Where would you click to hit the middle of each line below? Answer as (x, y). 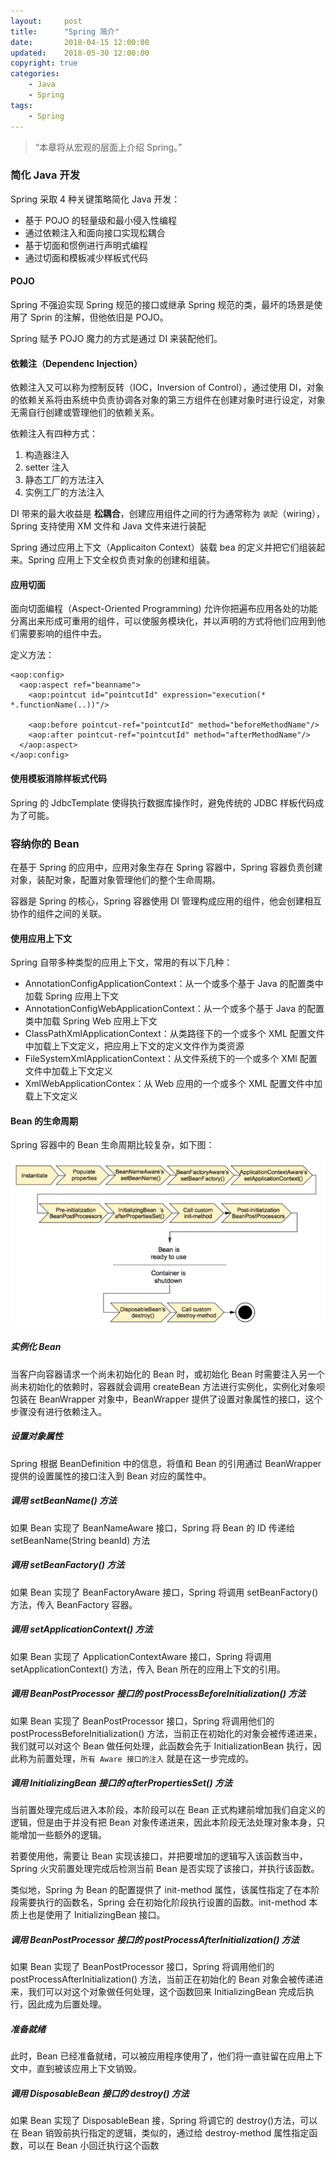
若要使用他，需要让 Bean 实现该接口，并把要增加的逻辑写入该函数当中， (159, 1856)
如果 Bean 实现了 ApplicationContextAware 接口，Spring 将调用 (141, 1656)
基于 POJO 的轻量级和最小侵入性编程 (101, 220)
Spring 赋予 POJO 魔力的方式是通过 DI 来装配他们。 (116, 338)
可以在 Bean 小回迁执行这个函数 (93, 2146)
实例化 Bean (36, 1347)
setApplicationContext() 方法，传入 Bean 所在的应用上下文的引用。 (148, 1669)
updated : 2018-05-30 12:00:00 (80, 53)
